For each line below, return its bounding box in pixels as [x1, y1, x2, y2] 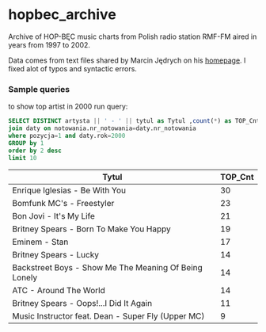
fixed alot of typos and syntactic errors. [8, 63, 137, 73]
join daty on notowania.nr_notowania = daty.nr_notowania [8, 124, 196, 132]
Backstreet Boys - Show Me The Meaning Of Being [12, 262, 203, 273]
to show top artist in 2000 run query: [8, 101, 128, 112]
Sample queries [8, 83, 70, 94]
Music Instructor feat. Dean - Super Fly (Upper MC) [12, 311, 205, 322]
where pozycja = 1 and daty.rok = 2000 [8, 132, 126, 139]
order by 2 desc [8, 147, 62, 155]
